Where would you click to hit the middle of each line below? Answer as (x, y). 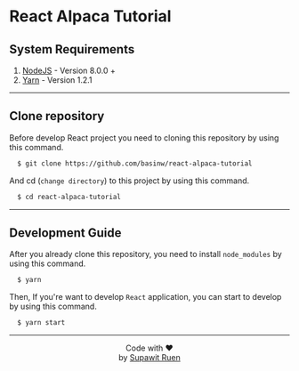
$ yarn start (41, 323)
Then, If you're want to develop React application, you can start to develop (145, 297)
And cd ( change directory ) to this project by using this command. (129, 181)
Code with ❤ (149, 348)
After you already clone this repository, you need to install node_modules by (145, 254)
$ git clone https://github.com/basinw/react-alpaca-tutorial (135, 163)
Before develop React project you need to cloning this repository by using (144, 137)
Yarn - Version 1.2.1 (57, 80)
